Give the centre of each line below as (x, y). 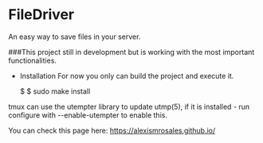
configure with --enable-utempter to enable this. (88, 115)
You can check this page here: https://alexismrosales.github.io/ (112, 130)
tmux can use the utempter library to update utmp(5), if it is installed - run (129, 106)
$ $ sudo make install (55, 91)
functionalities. (33, 60)
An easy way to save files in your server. (75, 37)
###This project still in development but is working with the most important (131, 52)
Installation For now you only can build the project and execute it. (127, 75)
